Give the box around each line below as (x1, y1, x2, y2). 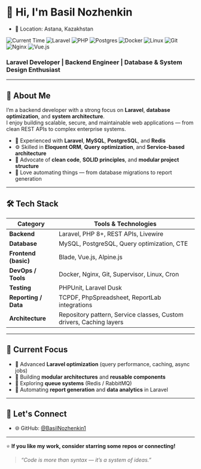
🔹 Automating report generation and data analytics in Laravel (14, 386, 169, 393)
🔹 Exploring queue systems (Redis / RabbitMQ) (14, 379, 132, 386)
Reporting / (9, 293, 42, 301)
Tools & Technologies (93, 220, 157, 228)
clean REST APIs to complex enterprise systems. (6, 126, 126, 133)
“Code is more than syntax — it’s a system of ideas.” (20, 456, 151, 464)
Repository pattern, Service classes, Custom (59, 310, 184, 319)
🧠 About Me (6, 90, 51, 100)
